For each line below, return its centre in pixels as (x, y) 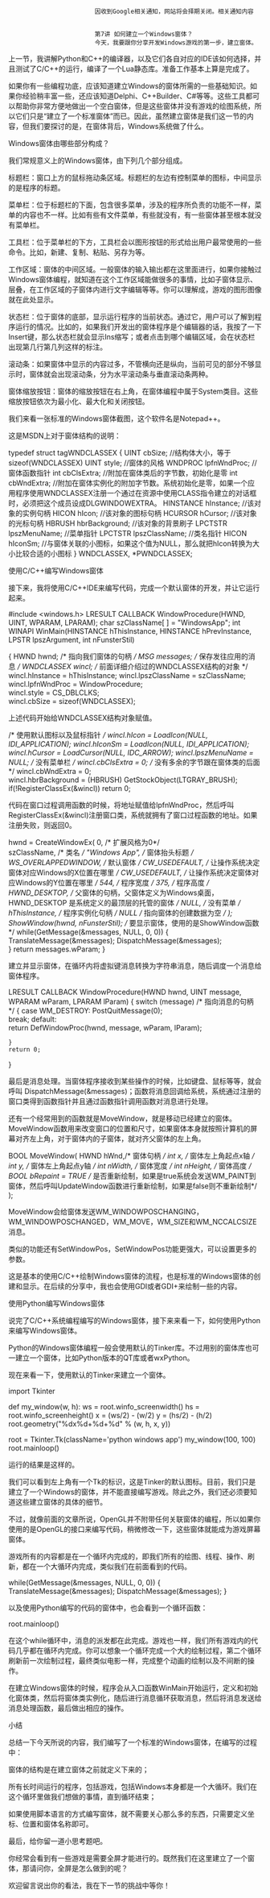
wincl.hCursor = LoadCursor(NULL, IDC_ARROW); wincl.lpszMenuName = (131, 753)
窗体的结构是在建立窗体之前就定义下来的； (79, 1769)
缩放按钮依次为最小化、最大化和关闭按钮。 (79, 401)
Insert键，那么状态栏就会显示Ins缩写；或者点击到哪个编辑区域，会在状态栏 (132, 337)
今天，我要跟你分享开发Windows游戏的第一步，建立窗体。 (176, 43)
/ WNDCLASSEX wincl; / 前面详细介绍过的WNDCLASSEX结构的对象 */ (133, 666)
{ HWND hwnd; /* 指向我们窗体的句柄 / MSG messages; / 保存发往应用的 (129, 656)
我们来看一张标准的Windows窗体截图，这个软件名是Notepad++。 (117, 418)
